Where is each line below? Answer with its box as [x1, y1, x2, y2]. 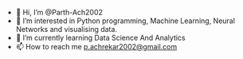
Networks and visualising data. [15, 25, 118, 33]
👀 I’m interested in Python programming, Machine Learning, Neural [15, 16, 235, 26]
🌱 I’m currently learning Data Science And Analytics [15, 33, 186, 42]
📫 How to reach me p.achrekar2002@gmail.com [15, 42, 178, 51]
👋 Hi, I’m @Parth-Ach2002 [15, 8, 104, 17]
